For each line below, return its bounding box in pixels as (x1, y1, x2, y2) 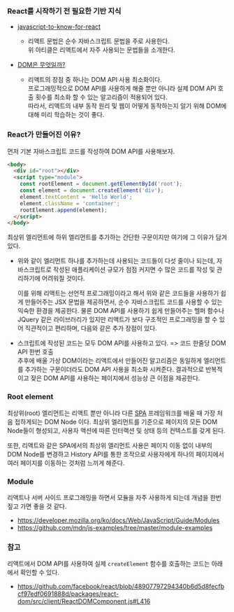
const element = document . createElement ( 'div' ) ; (20, 187, 164, 194)
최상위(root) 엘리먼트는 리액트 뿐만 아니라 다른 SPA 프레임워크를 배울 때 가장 (7, 408, 216, 417)
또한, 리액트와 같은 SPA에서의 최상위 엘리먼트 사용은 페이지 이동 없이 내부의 (7, 441, 213, 450)
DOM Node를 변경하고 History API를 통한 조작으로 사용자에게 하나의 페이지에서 (7, 450, 225, 458)
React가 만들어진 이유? (7, 130, 81, 139)
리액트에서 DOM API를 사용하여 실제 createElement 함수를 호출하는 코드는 (7, 559, 210, 568)
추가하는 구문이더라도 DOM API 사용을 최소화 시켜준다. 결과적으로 (24, 366, 205, 374)
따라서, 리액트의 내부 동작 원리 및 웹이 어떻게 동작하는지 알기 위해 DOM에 (27, 102, 227, 110)
